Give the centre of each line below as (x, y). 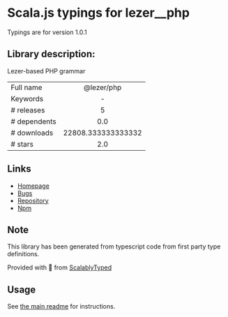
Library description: (51, 54)
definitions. (23, 254)
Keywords (27, 98)
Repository (33, 200)
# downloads (32, 133)
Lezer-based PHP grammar (46, 71)
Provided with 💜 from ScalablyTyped (60, 267)
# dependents (34, 121)
